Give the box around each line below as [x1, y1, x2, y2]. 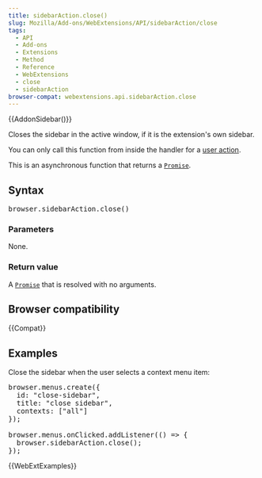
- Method [15, 56, 44, 64]
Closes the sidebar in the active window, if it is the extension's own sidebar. [8, 130, 255, 140]
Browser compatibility [8, 303, 120, 316]
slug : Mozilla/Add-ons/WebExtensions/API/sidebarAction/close [8, 19, 218, 27]
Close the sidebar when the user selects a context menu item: [8, 368, 211, 377]
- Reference [15, 63, 55, 71]
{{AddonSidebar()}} [8, 114, 73, 124]
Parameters [8, 224, 54, 235]
